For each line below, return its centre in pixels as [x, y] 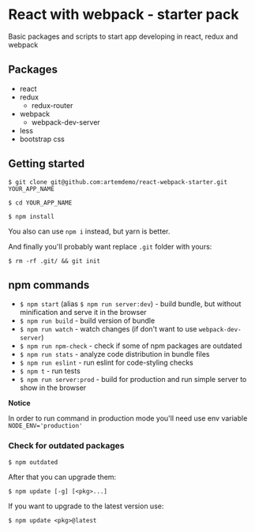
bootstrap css [42, 139]
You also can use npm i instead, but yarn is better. [89, 231]
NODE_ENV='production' [45, 426]
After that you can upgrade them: [62, 477]
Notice [19, 403]
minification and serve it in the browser [83, 313]
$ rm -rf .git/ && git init [54, 261]
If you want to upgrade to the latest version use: [86, 506]
